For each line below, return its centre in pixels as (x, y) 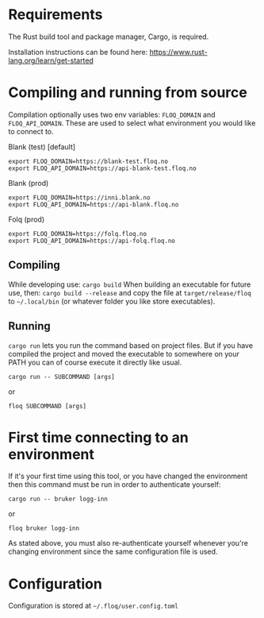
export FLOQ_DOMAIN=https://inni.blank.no (79, 197)
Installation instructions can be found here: (78, 52)
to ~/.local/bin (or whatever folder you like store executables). (112, 301)
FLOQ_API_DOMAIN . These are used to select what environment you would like (132, 123)
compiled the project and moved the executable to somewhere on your (124, 353)
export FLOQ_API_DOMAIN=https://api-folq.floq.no (92, 241)
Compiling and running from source (128, 93)
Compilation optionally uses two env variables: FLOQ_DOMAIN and (112, 114)
